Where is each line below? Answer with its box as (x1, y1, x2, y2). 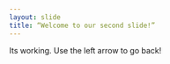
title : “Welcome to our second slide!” (9, 21, 156, 30)
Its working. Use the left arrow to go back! (9, 45, 162, 55)
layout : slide (9, 12, 62, 22)
